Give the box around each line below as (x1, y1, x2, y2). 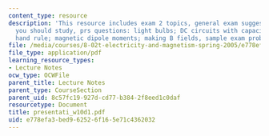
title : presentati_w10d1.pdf (8, 109, 106, 117)
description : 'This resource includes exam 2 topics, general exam (8, 19, 239, 27)
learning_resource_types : (8, 57, 94, 65)
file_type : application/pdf (8, 49, 102, 57)
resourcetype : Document (8, 101, 88, 109)
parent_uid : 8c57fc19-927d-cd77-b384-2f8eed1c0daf (8, 94, 181, 102)
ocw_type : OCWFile (8, 71, 70, 79)
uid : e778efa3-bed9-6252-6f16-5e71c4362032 (8, 116, 156, 124)
